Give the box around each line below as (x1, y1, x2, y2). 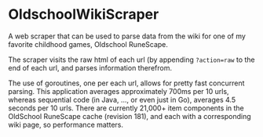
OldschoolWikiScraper (8, 5, 159, 23)
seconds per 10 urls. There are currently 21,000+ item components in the (8, 103, 245, 113)
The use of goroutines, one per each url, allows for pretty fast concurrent (8, 78, 245, 88)
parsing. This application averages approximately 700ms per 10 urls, (8, 86, 229, 96)
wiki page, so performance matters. (8, 120, 124, 129)
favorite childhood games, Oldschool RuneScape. (8, 39, 169, 49)
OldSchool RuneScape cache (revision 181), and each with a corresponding (8, 111, 251, 121)
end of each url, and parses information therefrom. (8, 63, 173, 72)
